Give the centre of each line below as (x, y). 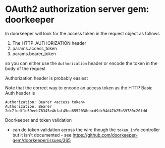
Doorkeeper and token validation (38, 120)
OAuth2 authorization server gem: (77, 9)
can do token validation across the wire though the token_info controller (86, 130)
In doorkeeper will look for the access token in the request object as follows (82, 33)
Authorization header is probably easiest (47, 78)
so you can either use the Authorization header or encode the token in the (81, 63)
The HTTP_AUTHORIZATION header (49, 43)
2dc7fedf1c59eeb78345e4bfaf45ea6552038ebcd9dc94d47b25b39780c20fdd (76, 111)
